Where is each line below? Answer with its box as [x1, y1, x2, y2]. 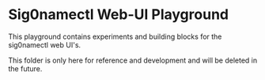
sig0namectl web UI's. [8, 40, 81, 49]
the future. [8, 63, 43, 73]
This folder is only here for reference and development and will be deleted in [8, 55, 258, 65]
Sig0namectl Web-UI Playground [8, 6, 229, 24]
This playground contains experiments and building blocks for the [8, 32, 222, 41]
